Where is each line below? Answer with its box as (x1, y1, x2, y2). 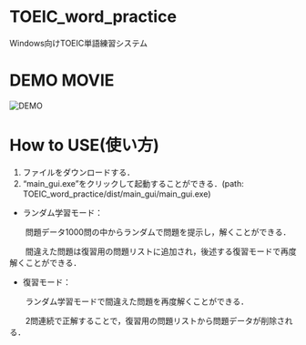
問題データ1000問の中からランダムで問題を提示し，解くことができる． (25, 226, 291, 238)
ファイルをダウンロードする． (22, 167, 135, 178)
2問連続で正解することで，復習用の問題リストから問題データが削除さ (25, 315, 285, 326)
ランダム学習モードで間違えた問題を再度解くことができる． (25, 296, 249, 307)
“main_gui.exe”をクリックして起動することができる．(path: (22, 178, 244, 188)
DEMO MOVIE (9, 70, 115, 91)
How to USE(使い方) (9, 135, 159, 156)
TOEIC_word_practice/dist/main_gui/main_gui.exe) (22, 188, 211, 199)
